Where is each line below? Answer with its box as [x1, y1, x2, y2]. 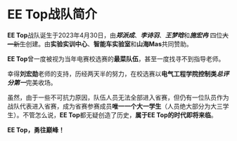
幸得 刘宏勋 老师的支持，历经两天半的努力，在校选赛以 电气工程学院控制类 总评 [7, 69, 229, 78]
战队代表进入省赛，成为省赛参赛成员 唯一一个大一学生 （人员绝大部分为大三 [7, 102, 223, 110]
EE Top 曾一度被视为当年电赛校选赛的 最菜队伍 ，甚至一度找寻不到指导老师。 [7, 54, 225, 63]
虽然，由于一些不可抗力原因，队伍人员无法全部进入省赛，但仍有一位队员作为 [7, 93, 229, 102]
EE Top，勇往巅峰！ [7, 126, 65, 134]
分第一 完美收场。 [7, 78, 57, 86]
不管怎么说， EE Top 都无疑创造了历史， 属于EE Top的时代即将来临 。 [22, 110, 217, 119]
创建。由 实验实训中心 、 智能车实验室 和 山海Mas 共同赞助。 [25, 39, 193, 48]
